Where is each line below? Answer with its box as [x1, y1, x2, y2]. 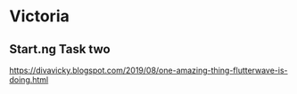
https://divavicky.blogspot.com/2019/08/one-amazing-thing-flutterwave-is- [9, 65, 288, 75]
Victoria [9, 6, 70, 27]
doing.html [9, 74, 49, 85]
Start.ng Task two [9, 42, 111, 57]
